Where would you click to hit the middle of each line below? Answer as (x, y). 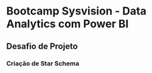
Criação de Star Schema (43, 63)
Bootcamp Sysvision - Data (77, 11)
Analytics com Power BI (67, 24)
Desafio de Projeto (42, 46)
